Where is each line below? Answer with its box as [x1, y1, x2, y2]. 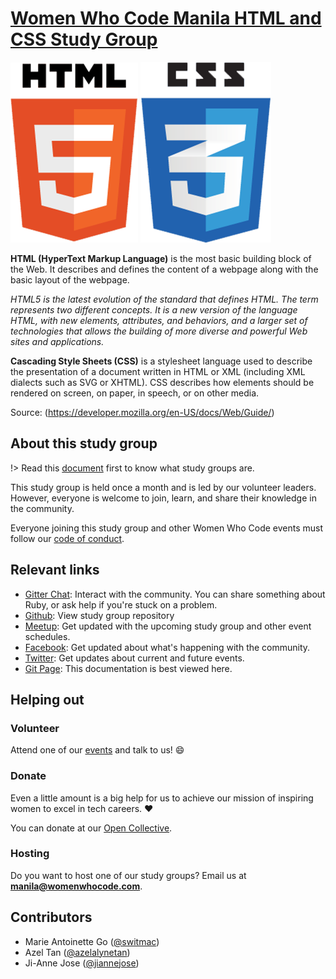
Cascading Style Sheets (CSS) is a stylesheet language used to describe [10, 355, 313, 367]
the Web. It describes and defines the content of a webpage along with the [10, 263, 319, 275]
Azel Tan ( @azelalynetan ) [24, 946, 131, 958]
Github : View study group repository [24, 609, 175, 621]
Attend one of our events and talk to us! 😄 [10, 744, 185, 756]
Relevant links [10, 562, 100, 579]
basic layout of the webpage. [10, 273, 130, 286]
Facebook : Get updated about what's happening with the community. [24, 641, 311, 653]
